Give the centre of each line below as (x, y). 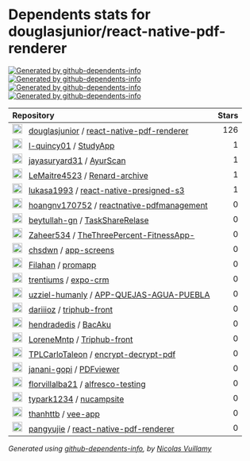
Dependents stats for (79, 15)
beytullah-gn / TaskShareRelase (88, 220)
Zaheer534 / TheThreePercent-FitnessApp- (112, 234)
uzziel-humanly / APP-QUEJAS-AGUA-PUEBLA (119, 294)
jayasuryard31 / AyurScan (77, 161)
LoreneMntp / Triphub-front (81, 339)
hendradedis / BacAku (69, 324)
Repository (33, 115)
